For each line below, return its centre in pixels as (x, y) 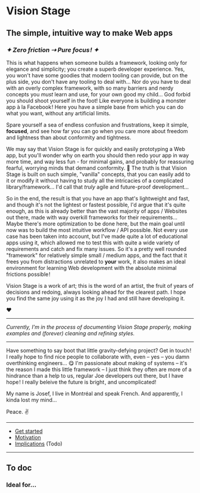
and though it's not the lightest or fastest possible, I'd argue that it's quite (96, 205)
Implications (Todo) (38, 444)
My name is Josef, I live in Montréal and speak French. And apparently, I (95, 393)
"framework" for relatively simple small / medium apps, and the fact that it (97, 255)
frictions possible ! (28, 274)
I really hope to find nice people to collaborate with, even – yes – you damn (98, 357)
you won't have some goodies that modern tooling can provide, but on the (97, 75)
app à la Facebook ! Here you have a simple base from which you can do (95, 107)
